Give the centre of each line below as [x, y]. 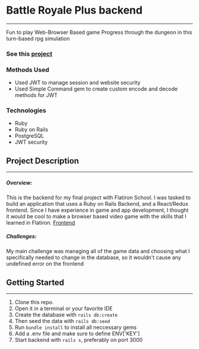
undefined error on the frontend [45, 264]
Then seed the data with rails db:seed [62, 321]
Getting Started [35, 282]
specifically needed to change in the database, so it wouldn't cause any [94, 257]
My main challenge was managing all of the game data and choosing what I [98, 251]
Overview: [19, 182]
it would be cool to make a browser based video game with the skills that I [96, 216]
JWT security [31, 142]
